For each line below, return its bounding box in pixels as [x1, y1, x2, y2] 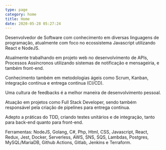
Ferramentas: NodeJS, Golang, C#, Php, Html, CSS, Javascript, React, [5, 129, 149, 135]
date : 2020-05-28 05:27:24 [5, 21, 61, 26]
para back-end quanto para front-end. [5, 119, 83, 125]
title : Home [5, 16, 30, 21]
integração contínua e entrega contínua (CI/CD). [5, 80, 104, 86]
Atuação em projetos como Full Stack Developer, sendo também [5, 100, 137, 105]
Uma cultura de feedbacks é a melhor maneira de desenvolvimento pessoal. [5, 90, 162, 96]
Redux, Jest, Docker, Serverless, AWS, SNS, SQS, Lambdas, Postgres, [5, 134, 149, 140]
